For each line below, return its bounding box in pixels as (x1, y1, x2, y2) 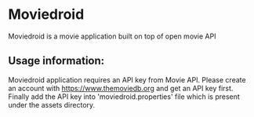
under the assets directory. (8, 100, 96, 109)
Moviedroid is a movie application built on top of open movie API (8, 31, 216, 41)
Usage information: (8, 54, 105, 68)
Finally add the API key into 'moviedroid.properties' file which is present (8, 92, 241, 101)
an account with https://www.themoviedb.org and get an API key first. (8, 83, 234, 93)
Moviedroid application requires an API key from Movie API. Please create (8, 75, 246, 84)
